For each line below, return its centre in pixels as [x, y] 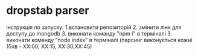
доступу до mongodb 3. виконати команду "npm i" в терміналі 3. [89, 33]
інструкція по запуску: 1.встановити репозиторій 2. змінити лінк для [94, 27]
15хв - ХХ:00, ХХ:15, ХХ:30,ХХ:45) [49, 46]
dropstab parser [48, 11]
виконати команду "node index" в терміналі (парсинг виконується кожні [99, 40]
